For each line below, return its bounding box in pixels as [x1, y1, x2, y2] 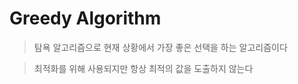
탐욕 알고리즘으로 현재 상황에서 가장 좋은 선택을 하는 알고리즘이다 [33, 41, 288, 53]
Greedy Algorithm [9, 7, 162, 30]
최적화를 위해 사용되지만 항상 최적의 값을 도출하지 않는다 [33, 62, 254, 74]
